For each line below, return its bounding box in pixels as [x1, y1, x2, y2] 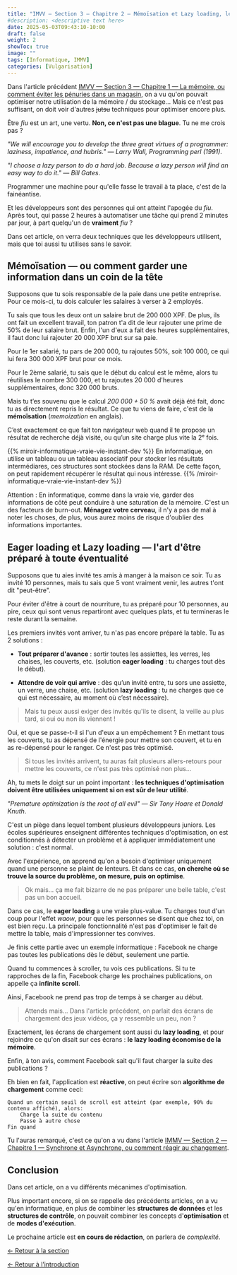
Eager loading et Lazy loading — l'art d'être [7, 541, 201, 553]
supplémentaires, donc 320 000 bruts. [7, 383, 120, 392]
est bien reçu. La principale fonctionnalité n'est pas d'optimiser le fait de [7, 922, 217, 930]
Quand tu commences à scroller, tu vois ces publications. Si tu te [7, 964, 196, 973]
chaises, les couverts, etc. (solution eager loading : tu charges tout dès [17, 657, 226, 666]
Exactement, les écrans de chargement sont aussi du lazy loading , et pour [7, 1028, 224, 1036]
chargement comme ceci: [7, 1086, 83, 1094]
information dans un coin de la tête [7, 271, 164, 283]
